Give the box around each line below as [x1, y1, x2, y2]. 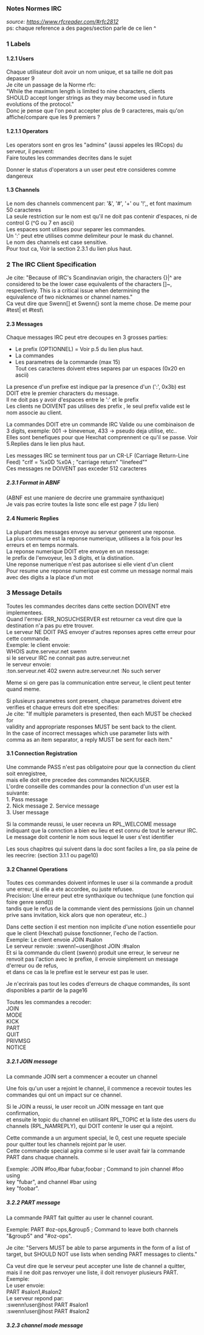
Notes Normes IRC [6, 4, 62, 13]
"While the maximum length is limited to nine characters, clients [6, 88, 166, 95]
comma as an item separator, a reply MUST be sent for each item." [6, 736, 173, 743]
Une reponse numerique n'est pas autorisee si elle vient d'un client [6, 560, 174, 568]
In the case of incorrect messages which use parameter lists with [6, 729, 170, 737]
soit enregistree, [6, 770, 47, 777]
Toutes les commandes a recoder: [6, 999, 92, 1006]
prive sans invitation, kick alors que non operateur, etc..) [6, 911, 147, 919]
